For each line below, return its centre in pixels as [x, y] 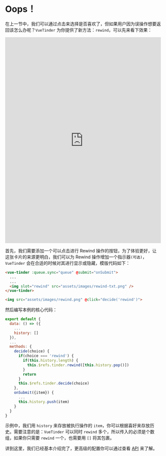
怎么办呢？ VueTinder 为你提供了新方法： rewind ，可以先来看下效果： [83, 30]
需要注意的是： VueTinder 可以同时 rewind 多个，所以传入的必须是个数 [84, 432]
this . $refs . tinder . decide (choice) [54, 383]
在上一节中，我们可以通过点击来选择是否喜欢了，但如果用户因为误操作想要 [81, 24]
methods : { [21, 347]
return [30, 374]
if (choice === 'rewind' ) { [46, 356]
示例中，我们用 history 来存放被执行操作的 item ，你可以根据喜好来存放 [78, 426]
